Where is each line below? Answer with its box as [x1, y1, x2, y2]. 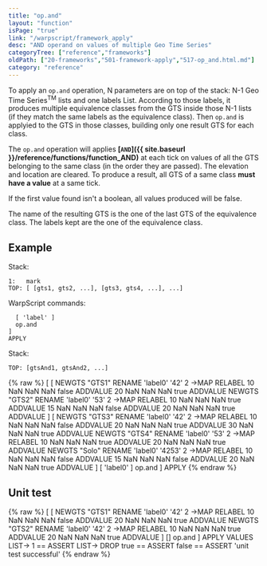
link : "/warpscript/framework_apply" [8, 33, 134, 42]
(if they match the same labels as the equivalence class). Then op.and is [8, 112, 245, 122]
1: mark [8, 277, 41, 285]
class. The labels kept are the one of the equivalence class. [8, 218, 203, 227]
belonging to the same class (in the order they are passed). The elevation [8, 161, 249, 171]
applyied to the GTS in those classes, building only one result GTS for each [8, 120, 254, 130]
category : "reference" [8, 64, 84, 72]
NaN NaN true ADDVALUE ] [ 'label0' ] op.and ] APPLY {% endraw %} [8, 463, 238, 473]
